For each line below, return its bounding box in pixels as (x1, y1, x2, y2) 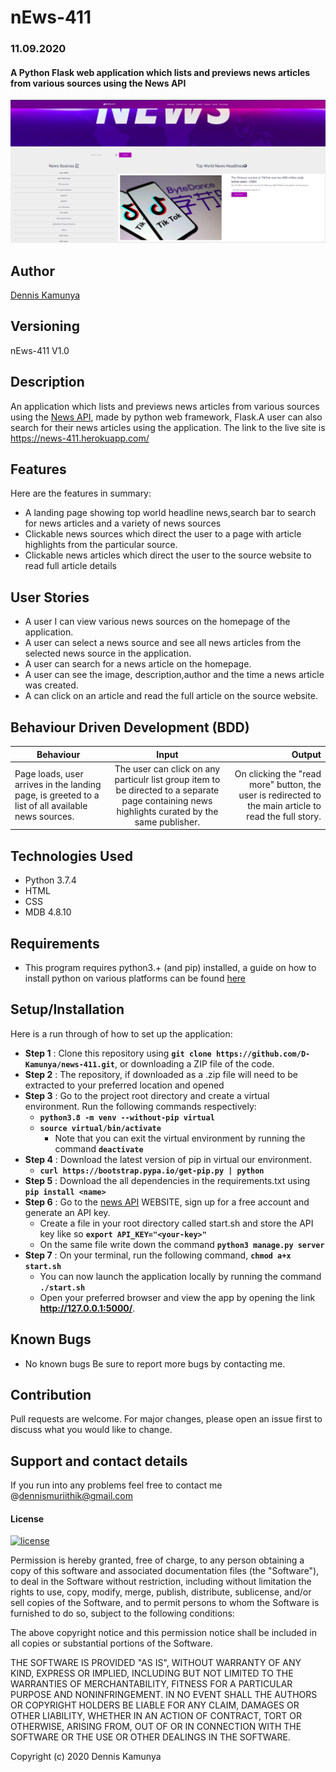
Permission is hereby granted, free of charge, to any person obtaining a (10, 1554, 305, 1566)
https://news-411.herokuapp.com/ (10, 432, 150, 444)
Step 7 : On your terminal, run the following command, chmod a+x (24, 1249, 292, 1261)
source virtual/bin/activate (39, 1123, 162, 1133)
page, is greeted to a (14, 789, 100, 801)
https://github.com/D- (215, 1049, 311, 1059)
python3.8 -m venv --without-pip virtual (39, 1112, 215, 1123)
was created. (24, 679, 79, 691)
